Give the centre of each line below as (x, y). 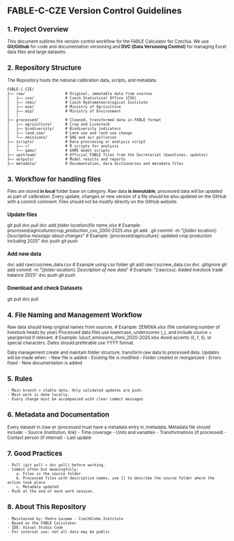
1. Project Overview (38, 29)
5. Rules (20, 378)
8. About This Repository (47, 507)
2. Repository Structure (44, 68)
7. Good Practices (35, 453)
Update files (22, 215)
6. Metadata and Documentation (58, 415)
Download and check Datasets (45, 288)
